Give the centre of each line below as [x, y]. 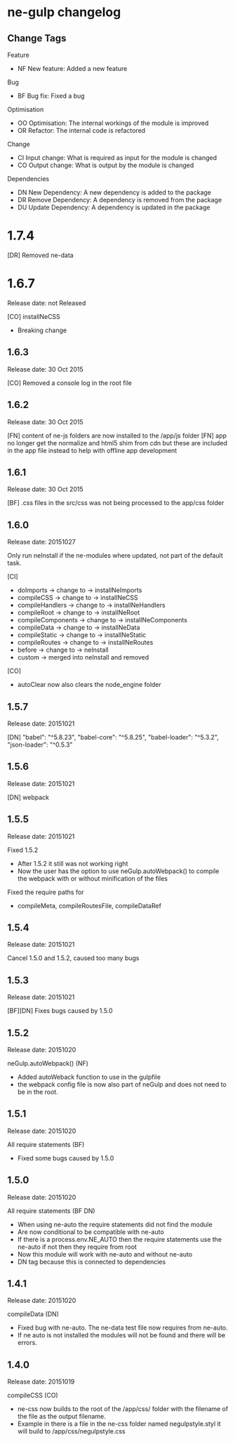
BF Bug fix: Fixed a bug [51, 96]
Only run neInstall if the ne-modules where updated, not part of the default [115, 556]
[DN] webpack [28, 797]
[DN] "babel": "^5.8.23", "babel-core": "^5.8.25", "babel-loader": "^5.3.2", [113, 737]
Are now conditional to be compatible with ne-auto [91, 1232]
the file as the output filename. [62, 1417]
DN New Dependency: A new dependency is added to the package [114, 192]
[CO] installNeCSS [34, 316]
